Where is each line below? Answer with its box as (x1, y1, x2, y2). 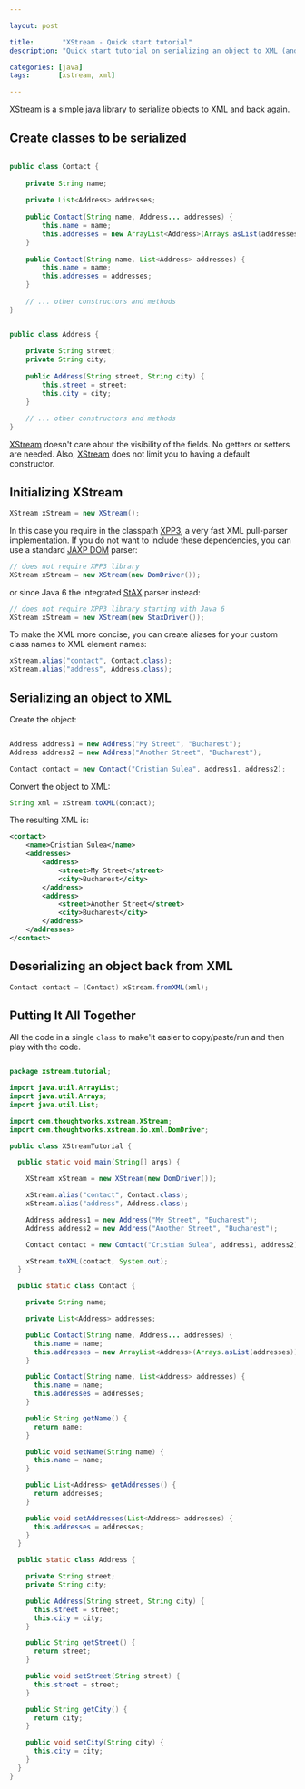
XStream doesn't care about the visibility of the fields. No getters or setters (9, 439, 290, 450)
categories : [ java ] (9, 63, 84, 72)
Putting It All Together (9, 1008, 136, 1023)
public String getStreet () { (25, 1638, 136, 1647)
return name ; (33, 1422, 84, 1431)
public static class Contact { (17, 1282, 136, 1291)
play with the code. (9, 1041, 82, 1053)
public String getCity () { (25, 1705, 128, 1714)
